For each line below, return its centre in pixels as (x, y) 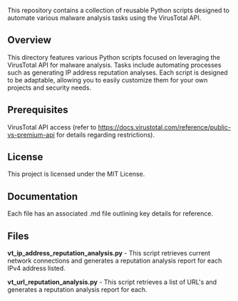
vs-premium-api (31, 134)
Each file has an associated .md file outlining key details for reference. (110, 213)
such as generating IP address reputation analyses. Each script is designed (118, 72)
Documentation (43, 196)
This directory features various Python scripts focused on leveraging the (114, 57)
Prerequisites (38, 110)
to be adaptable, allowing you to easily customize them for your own (108, 80)
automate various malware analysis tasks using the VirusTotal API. (104, 18)
